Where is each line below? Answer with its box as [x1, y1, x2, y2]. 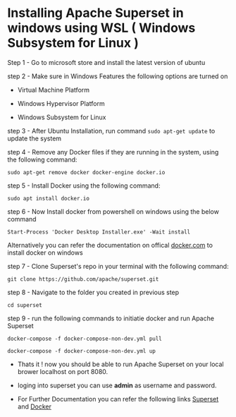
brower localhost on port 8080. [17, 367, 108, 375]
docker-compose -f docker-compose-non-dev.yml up [7, 347, 156, 354]
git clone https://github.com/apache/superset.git [7, 275, 159, 283]
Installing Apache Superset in [7, 5, 185, 21]
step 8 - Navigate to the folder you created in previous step [7, 288, 180, 296]
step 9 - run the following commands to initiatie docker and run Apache [7, 314, 215, 322]
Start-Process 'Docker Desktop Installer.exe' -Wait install [7, 228, 191, 236]
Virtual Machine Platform [17, 85, 90, 94]
